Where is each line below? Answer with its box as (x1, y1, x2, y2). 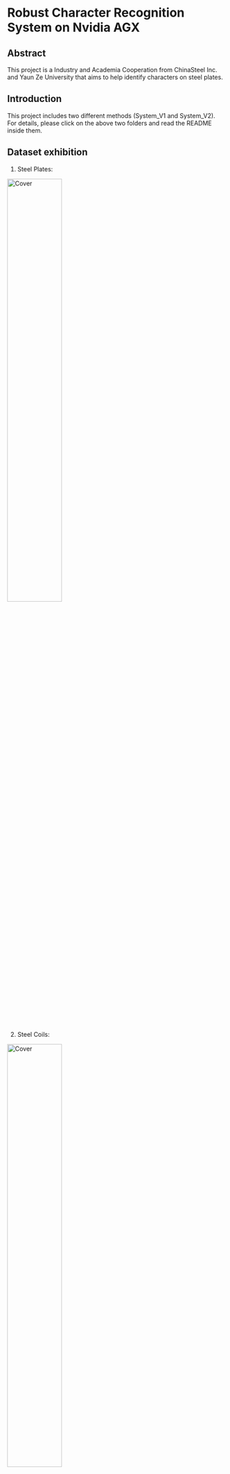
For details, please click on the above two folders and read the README (7, 119, 213, 127)
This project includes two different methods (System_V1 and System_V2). (7, 111, 216, 119)
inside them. (7, 126, 43, 135)
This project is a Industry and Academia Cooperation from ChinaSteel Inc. (7, 66, 218, 74)
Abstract (7, 47, 46, 59)
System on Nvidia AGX (7, 19, 141, 35)
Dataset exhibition (7, 146, 88, 158)
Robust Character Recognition (7, 5, 185, 21)
